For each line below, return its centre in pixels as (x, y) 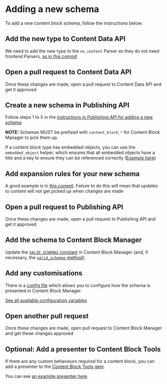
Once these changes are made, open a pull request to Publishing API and (80, 219)
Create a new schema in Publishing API (67, 105)
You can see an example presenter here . (47, 376)
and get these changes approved (39, 333)
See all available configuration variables (46, 300)
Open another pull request (47, 316)
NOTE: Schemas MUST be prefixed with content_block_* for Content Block (82, 132)
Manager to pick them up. (32, 138)
